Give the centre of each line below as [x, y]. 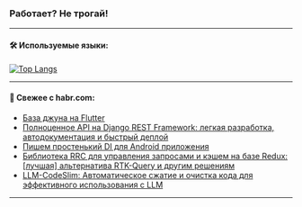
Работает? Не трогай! [59, 13]
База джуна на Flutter [63, 117]
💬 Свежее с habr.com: [52, 98]
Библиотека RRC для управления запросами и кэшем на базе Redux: [155, 156]
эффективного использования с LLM [93, 184]
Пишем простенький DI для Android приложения [115, 146]
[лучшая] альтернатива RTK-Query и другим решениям [129, 166]
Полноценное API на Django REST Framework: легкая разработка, [148, 127]
